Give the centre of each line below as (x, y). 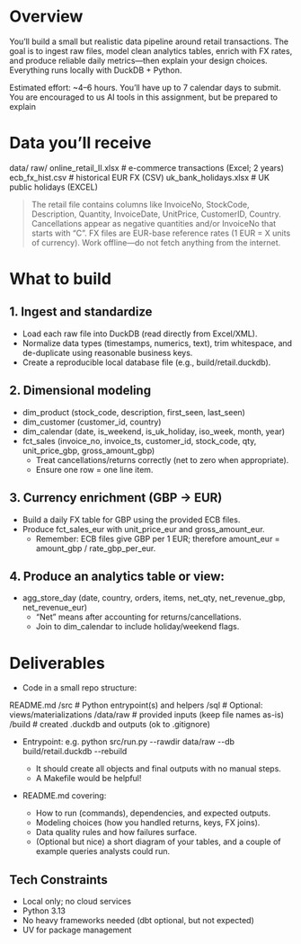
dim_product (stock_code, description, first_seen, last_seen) (133, 412)
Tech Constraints (58, 880)
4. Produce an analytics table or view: (117, 576)
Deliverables (57, 663)
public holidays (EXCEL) (54, 187)
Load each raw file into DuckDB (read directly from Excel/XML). (140, 334)
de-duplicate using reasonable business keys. (107, 352)
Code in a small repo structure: (80, 688)
